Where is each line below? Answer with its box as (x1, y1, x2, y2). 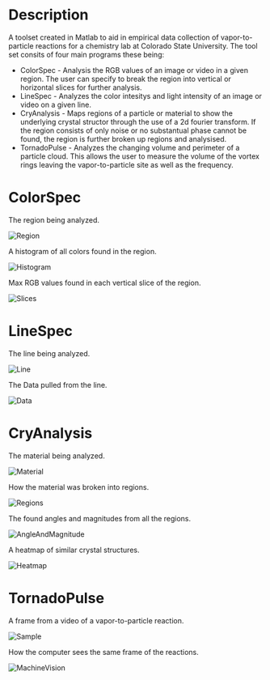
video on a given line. (19, 100, 91, 109)
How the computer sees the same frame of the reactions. (8, 647, 200, 657)
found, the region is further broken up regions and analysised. (19, 134, 227, 143)
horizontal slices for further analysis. (19, 83, 143, 92)
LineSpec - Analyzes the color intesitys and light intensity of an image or (19, 91, 263, 100)
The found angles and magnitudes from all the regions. (8, 513, 192, 523)
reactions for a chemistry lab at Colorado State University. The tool (35, 40, 258, 50)
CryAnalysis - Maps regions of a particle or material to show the (19, 108, 233, 118)
